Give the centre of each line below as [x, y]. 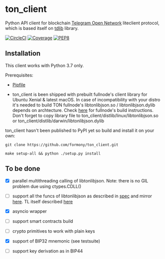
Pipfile [19, 85]
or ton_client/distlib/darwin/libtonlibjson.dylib [58, 121]
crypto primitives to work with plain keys [54, 231]
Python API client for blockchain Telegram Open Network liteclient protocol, [82, 23]
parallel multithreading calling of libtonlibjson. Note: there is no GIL [80, 180]
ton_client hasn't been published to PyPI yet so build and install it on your [80, 130]
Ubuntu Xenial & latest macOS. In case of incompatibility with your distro [86, 99]
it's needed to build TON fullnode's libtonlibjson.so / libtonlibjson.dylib [84, 105]
